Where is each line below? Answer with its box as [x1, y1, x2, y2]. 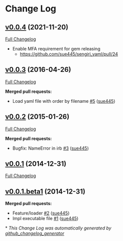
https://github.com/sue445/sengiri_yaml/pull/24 [19, 51, 119, 57]
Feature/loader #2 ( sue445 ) [12, 210, 70, 216]
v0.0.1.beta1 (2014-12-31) [5, 187, 86, 196]
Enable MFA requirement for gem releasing [12, 46, 101, 51]
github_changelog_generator [5, 231, 65, 237]
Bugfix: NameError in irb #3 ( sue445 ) [12, 145, 89, 151]
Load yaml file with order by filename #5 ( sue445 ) [12, 98, 116, 104]
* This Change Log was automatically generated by [5, 225, 112, 231]
